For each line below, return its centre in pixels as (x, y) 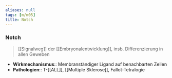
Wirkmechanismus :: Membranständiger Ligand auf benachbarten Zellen (90, 64)
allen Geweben (34, 54)
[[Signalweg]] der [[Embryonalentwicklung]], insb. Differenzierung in (90, 49)
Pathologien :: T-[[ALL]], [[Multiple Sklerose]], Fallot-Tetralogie (79, 69)
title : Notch (19, 19)
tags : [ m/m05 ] (21, 15)
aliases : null (21, 10)
